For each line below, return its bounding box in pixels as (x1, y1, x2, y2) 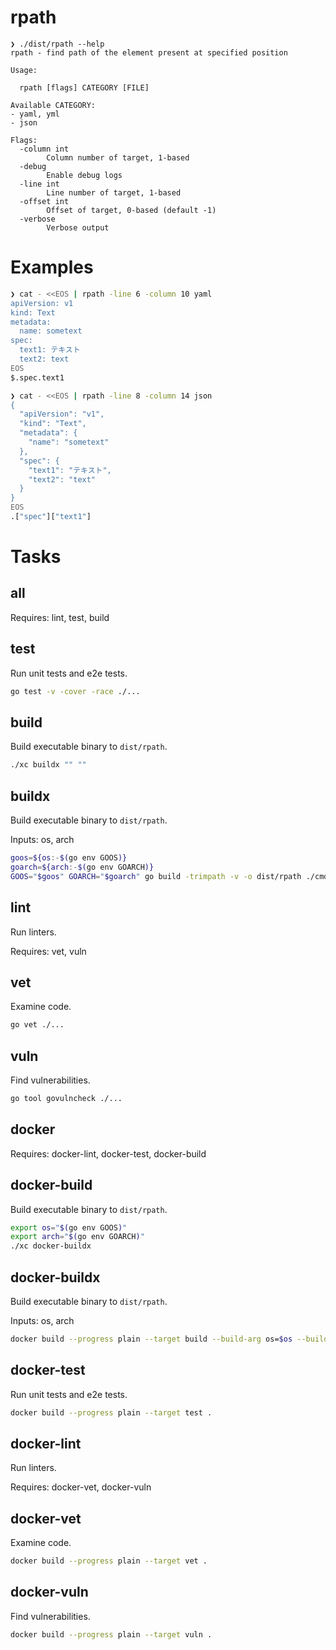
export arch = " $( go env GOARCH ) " (10, 1232, 145, 1242)
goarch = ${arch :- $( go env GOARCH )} (10, 862, 155, 872)
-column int (19, 144, 70, 154)
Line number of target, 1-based (46, 187, 182, 198)
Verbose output (46, 222, 110, 233)
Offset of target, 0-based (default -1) (46, 205, 217, 215)
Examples (10, 256, 94, 279)
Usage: (10, 65, 38, 75)
